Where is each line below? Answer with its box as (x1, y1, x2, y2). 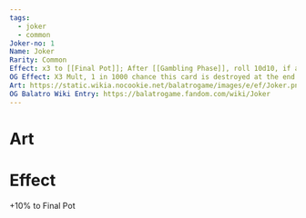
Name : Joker (9, 47, 55, 56)
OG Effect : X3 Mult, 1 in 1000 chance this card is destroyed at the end (9, 73, 296, 82)
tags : (9, 13, 30, 23)
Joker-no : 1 (9, 38, 55, 48)
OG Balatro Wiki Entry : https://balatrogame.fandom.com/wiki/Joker (9, 89, 271, 98)
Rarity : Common (9, 55, 67, 64)
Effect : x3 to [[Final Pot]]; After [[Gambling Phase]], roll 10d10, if (9, 64, 291, 74)
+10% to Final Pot (9, 200, 76, 211)
